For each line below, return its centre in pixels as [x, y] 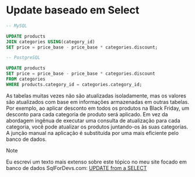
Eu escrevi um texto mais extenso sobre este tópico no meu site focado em [96, 162]
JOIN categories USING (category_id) [51, 41]
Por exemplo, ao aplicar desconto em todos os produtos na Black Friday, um [98, 108]
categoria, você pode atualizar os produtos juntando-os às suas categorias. [97, 127]
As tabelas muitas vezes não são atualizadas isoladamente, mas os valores [96, 96]
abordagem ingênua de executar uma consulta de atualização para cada [93, 120]
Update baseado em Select [73, 10]
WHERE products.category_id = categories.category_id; [74, 84]
